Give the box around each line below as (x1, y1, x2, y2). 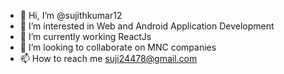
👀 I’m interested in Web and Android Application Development (19, 20, 275, 32)
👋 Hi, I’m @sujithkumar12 (19, 10, 123, 21)
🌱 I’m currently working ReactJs (19, 31, 152, 42)
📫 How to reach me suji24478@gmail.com (19, 53, 198, 64)
